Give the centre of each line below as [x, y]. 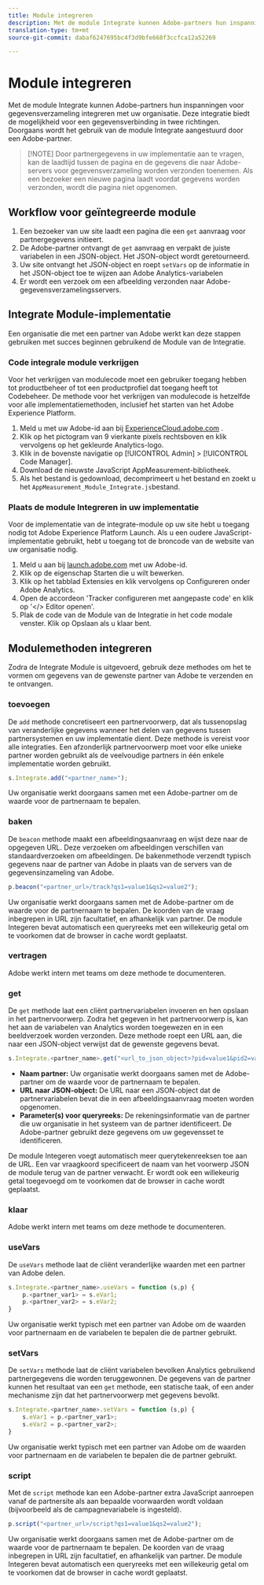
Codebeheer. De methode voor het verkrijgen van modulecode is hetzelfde [129, 396]
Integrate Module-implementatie [90, 315]
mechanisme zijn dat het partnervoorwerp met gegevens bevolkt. [114, 1395]
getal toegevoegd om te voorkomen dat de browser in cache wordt [117, 1181]
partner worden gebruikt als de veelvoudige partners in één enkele [116, 755]
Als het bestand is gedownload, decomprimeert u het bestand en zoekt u [137, 478]
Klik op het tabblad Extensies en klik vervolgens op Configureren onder [135, 582]
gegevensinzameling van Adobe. [61, 872]
